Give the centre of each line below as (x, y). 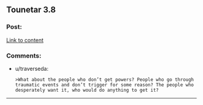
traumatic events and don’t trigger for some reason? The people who (105, 85)
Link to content (25, 40)
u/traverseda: (32, 68)
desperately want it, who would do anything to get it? (87, 90)
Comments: (24, 55)
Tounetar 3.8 (31, 10)
